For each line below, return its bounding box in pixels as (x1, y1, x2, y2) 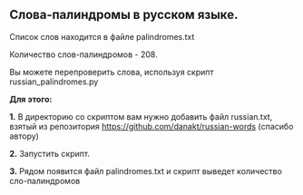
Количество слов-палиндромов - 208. (9, 49, 158, 60)
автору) (9, 131, 39, 141)
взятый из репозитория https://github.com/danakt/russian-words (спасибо (9, 121, 294, 132)
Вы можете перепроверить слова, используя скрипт (9, 66, 215, 77)
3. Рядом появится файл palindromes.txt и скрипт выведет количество (9, 165, 283, 176)
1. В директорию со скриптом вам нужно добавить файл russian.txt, (9, 111, 273, 122)
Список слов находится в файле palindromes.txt (9, 31, 195, 42)
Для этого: (9, 93, 53, 104)
